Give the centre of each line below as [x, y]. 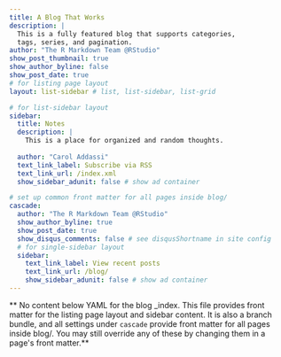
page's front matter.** [49, 343]
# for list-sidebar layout [59, 107]
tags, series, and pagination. [75, 42]
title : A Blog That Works [57, 17]
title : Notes [41, 124]
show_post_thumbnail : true [59, 58]
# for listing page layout [59, 83]
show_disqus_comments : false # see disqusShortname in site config [144, 239]
